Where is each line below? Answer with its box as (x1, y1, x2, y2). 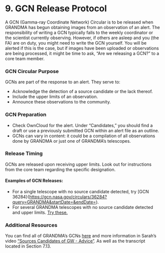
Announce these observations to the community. (12, 99, 111, 105)
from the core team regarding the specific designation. (5, 166, 116, 172)
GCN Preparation (5, 111, 47, 118)
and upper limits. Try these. (12, 209, 68, 216)
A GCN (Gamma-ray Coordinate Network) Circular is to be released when (5, 19, 154, 25)
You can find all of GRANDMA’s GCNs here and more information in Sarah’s (5, 233, 157, 239)
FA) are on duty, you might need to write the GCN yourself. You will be (5, 40, 147, 46)
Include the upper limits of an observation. (12, 94, 98, 100)
